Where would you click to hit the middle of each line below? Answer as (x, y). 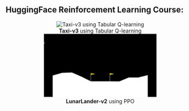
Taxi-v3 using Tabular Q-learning (100, 31)
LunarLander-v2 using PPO (100, 101)
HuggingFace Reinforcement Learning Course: (95, 10)
